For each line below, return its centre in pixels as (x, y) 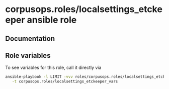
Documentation (30, 38)
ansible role (52, 20)
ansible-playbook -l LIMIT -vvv (39, 77)
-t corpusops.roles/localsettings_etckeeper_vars (65, 81)
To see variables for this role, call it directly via (53, 68)
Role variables (28, 56)
